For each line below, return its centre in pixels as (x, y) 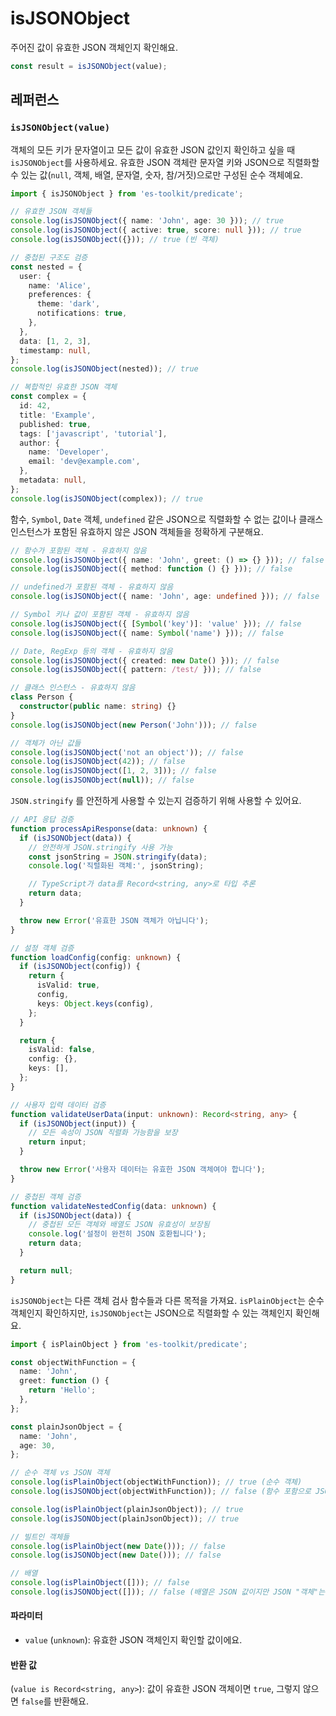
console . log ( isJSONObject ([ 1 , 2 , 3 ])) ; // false (113, 771)
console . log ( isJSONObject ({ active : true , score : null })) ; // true (156, 230)
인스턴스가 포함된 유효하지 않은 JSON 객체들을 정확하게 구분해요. (137, 531)
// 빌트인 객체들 (40, 1537)
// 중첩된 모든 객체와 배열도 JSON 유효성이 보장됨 (119, 1225)
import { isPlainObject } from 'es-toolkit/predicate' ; (129, 1344)
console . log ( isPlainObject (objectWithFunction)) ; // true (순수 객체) (156, 1482)
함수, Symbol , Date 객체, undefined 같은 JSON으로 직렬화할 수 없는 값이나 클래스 (167, 519)
